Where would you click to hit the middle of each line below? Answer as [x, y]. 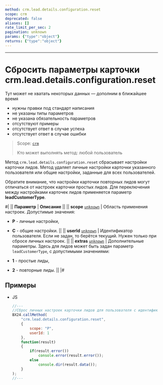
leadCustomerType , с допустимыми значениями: [61, 251]
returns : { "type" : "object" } [33, 41]
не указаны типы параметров [43, 113]
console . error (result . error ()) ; [71, 356]
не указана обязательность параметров [54, 118]
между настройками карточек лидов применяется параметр [68, 192]
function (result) [38, 342]
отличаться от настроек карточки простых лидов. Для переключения [77, 187]
